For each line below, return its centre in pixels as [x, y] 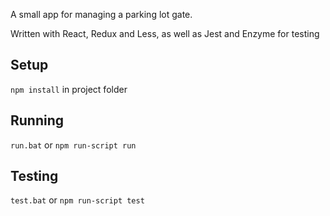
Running [37, 120]
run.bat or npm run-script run [73, 145]
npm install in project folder [69, 89]
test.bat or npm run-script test [77, 200]
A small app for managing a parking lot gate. [101, 14]
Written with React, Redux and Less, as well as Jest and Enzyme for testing [165, 33]
